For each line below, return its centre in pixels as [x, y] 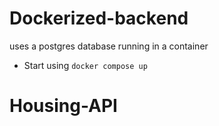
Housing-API [63, 106]
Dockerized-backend [99, 18]
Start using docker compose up [85, 65]
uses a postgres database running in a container [109, 46]
